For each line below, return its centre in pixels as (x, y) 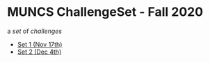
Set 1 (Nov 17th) (40, 44)
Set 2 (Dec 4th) (39, 52)
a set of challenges (35, 31)
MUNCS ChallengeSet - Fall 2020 (105, 12)
